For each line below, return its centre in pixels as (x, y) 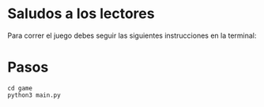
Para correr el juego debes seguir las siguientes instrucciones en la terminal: (132, 35)
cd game (20, 88)
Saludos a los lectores (81, 14)
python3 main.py (34, 95)
